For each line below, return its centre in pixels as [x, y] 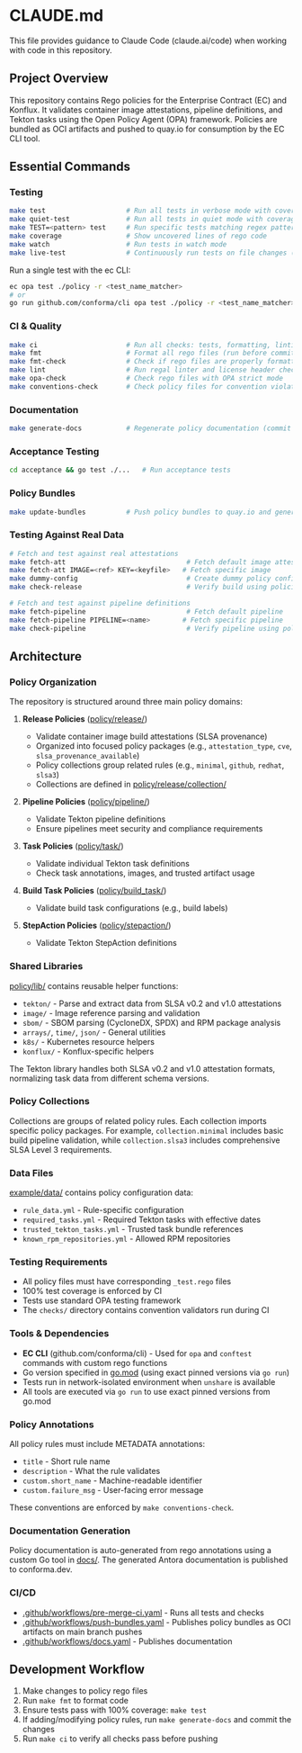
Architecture [46, 656]
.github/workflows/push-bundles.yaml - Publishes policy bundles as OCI [156, 1622]
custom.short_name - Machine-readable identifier [112, 1480]
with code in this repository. [61, 49]
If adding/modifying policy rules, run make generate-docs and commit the [157, 1720]
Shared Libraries [46, 966]
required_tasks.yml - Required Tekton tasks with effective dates [142, 1219]
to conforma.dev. [41, 1569]
